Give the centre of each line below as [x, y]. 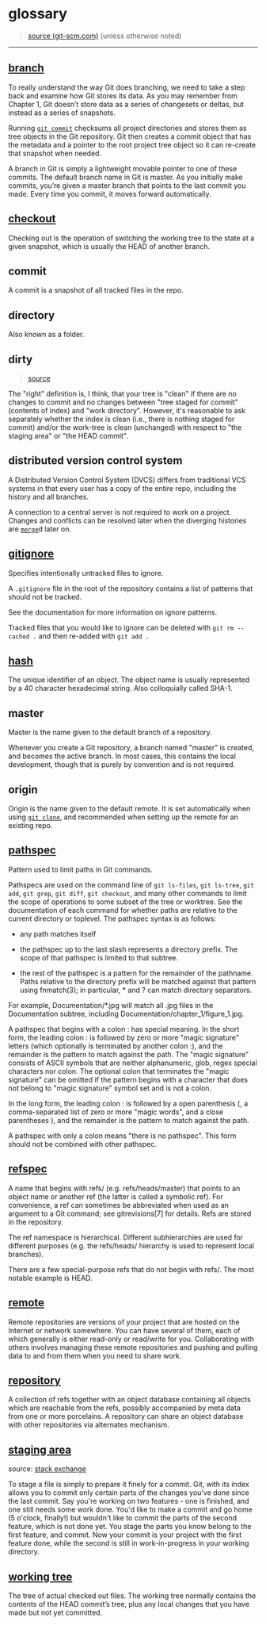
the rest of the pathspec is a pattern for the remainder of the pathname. [136, 973]
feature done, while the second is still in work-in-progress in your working [129, 1543]
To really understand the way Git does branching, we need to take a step [127, 87]
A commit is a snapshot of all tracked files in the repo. [96, 290]
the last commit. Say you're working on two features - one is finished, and [129, 1501]
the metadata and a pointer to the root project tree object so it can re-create [132, 144]
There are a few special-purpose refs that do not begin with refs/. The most [131, 1269]
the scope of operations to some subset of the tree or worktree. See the [125, 902]
